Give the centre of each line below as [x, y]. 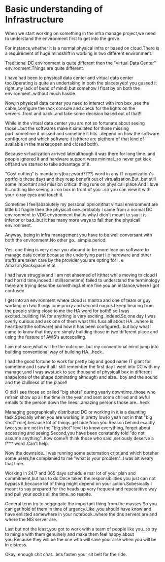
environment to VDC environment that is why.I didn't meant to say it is [76, 215]
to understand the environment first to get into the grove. [63, 39]
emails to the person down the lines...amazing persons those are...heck [78, 402]
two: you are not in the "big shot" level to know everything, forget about [78, 428]
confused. [16, 290]
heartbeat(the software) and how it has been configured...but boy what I [78, 326]
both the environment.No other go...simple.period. [56, 240]
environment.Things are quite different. [45, 68]
